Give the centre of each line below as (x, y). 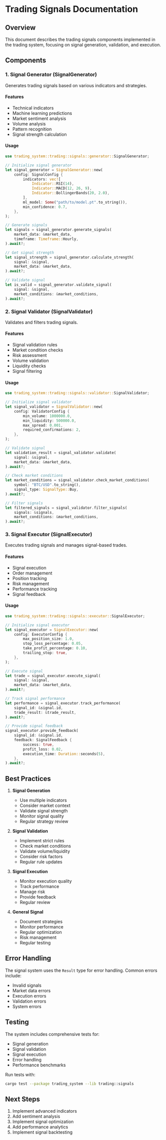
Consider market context (45, 805)
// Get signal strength (30, 252)
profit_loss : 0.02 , (43, 749)
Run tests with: (20, 1074)
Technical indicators (33, 108)
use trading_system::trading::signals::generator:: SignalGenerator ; (77, 156)
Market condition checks (38, 350)
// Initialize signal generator (38, 165)
